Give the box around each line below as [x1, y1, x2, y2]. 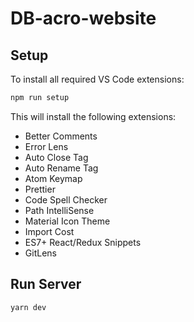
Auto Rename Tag [24, 162, 99, 174]
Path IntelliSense [24, 204, 95, 216]
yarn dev [10, 302, 47, 312]
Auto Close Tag [24, 151, 89, 163]
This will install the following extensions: [10, 110, 177, 122]
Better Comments [24, 130, 98, 142]
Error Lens [24, 140, 69, 152]
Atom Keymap [24, 172, 83, 184]
